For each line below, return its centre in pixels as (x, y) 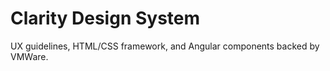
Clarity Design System (105, 18)
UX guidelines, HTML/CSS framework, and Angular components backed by (165, 46)
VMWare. (29, 56)
